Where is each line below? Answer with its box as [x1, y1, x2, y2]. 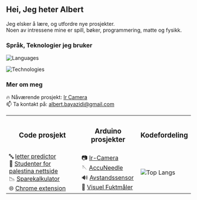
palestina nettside [9, 167, 58, 175]
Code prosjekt [18, 131, 66, 140]
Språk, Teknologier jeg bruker [6, 41, 93, 49]
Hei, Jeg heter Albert [6, 5, 84, 15]
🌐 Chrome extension [9, 184, 66, 192]
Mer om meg [6, 80, 43, 89]
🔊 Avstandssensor [81, 174, 134, 182]
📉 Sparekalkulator [9, 175, 60, 183]
